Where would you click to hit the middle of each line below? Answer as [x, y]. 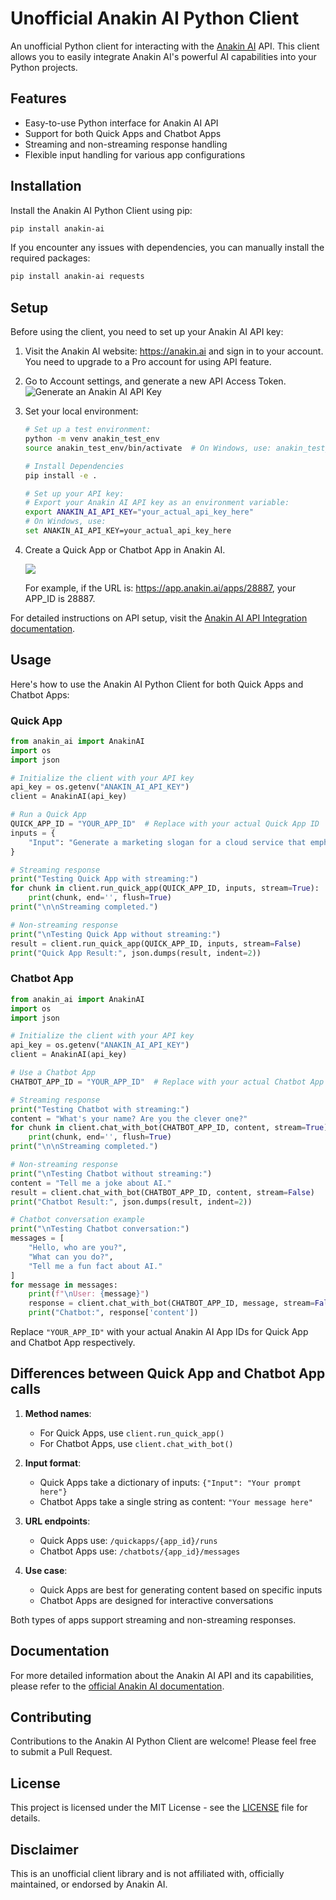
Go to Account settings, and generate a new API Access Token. [155, 381]
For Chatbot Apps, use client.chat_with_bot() [136, 1443]
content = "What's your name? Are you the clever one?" [129, 1118]
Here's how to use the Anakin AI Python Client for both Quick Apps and [157, 684]
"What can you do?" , [71, 1257]
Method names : [58, 1413]
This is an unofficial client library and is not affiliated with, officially [147, 1874]
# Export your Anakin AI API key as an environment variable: [157, 503]
